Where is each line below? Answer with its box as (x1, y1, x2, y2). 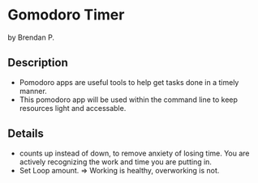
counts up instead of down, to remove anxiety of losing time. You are (19, 148, 250, 158)
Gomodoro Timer (7, 6, 125, 24)
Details (7, 127, 44, 141)
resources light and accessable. (19, 103, 127, 113)
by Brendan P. (7, 32, 54, 42)
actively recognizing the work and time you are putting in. (19, 156, 213, 167)
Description (7, 56, 68, 70)
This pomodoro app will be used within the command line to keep (19, 95, 239, 104)
